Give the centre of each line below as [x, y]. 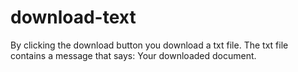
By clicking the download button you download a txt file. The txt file [149, 45]
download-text [73, 17]
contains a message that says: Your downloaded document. [133, 55]
